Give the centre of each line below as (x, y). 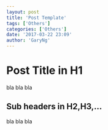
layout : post (23, 12)
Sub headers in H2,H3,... (54, 107)
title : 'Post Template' (37, 18)
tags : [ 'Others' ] (28, 23)
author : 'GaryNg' (28, 40)
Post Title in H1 (45, 70)
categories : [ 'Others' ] (37, 29)
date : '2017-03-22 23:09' (39, 35)
